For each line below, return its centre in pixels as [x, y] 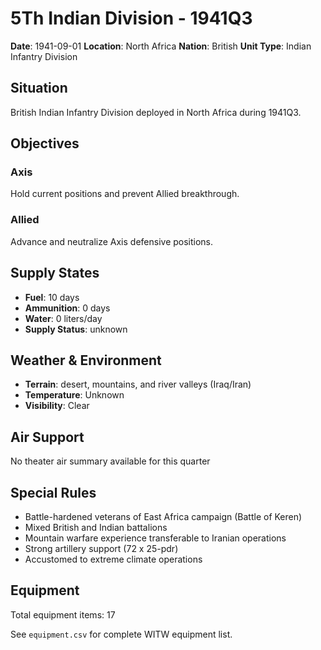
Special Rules [53, 492]
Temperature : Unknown [74, 395]
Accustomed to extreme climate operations [113, 559]
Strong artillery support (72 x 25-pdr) [101, 548]
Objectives [45, 143]
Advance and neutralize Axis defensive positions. [112, 241]
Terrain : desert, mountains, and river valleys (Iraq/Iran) [138, 384]
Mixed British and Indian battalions [96, 527]
